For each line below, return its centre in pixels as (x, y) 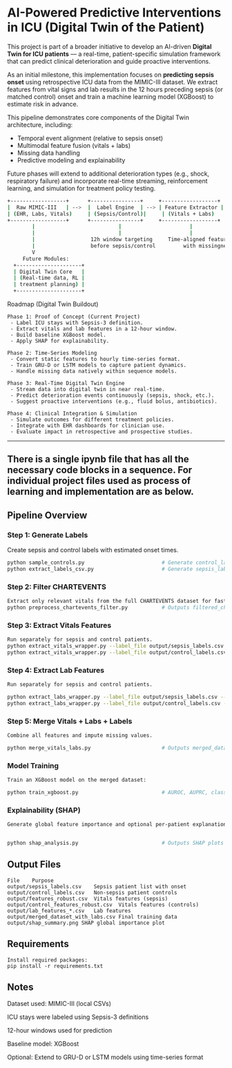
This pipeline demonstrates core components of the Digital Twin (98, 117)
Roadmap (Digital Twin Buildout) (53, 304)
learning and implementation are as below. (101, 492)
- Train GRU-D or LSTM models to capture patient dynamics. (98, 365)
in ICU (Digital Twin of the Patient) (106, 27)
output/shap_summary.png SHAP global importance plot (86, 923)
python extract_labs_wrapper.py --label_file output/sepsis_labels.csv (112, 697)
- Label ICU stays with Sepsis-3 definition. (77, 323)
